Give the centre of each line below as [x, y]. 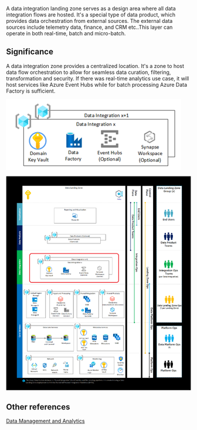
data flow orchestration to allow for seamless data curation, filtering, [89, 72]
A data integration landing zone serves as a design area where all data [91, 9]
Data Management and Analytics [45, 421]
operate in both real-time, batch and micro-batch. [66, 33]
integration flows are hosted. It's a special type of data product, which [91, 15]
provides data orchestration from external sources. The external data [89, 21]
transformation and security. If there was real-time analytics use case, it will [98, 78]
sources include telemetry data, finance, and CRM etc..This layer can [89, 27]
